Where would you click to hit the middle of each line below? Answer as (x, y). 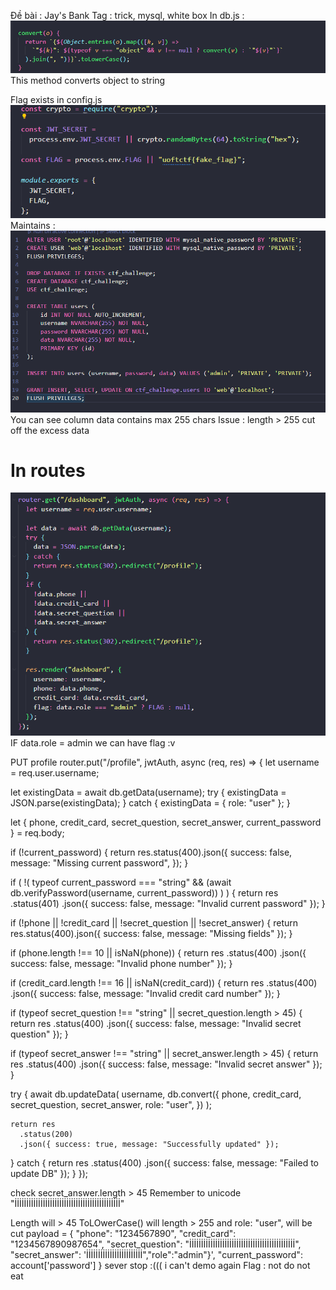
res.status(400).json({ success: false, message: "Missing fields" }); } (151, 933)
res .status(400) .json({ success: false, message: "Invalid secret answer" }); (166, 1064)
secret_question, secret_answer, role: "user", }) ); (111, 1104)
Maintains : (33, 225)
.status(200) (46, 1134)
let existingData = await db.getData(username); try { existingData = (148, 792)
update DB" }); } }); (49, 1173)
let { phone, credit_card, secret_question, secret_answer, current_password (166, 822)
